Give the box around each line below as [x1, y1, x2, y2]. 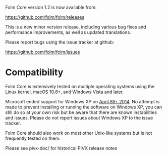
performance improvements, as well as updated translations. [5, 29, 131, 35]
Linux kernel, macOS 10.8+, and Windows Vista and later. [5, 89, 124, 95]
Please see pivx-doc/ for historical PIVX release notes [5, 145, 118, 151]
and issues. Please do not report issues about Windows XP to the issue [5, 114, 153, 121]
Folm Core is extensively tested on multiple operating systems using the [5, 83, 155, 89]
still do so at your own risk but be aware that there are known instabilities [5, 109, 157, 115]
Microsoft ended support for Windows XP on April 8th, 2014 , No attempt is [5, 98, 160, 104]
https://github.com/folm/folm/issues [5, 49, 80, 55]
